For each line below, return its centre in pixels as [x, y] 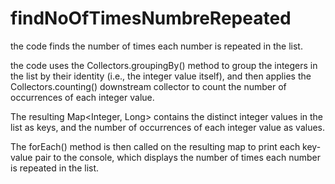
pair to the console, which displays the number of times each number [177, 157]
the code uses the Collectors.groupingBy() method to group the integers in [164, 65]
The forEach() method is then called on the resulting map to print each [155, 146]
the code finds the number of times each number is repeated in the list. [156, 46]
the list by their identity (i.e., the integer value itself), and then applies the [161, 76]
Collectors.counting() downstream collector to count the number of [148, 86]
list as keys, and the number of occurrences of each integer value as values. [167, 127]
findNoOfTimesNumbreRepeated [151, 18]
